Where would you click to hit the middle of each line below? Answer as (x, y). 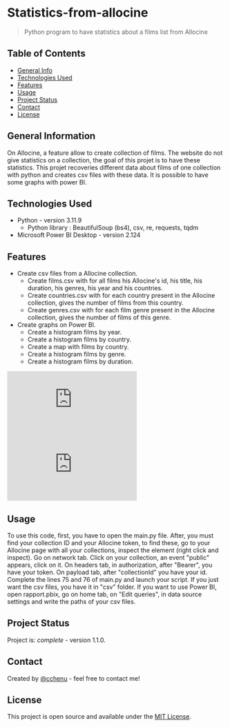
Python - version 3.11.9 (49, 220)
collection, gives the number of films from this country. (106, 303)
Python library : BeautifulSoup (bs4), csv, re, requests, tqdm (113, 228)
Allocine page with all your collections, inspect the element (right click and (113, 550)
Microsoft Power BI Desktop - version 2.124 (79, 235)
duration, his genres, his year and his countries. (95, 288)
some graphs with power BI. (47, 182)
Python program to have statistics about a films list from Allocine (116, 32)
